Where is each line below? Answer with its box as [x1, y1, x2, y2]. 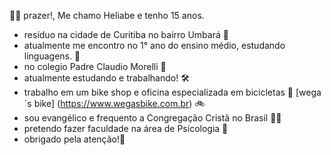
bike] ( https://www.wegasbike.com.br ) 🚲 [33, 98, 206, 109]
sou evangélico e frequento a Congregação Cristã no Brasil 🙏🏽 [23, 112, 282, 124]
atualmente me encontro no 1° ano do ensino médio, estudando [23, 40, 286, 51]
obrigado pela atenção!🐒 [23, 133, 126, 145]
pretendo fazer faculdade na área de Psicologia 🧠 [23, 123, 229, 134]
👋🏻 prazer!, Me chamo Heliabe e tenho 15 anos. [9, 10, 205, 21]
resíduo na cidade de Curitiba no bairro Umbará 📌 [23, 29, 229, 40]
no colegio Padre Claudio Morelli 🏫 [23, 61, 167, 72]
